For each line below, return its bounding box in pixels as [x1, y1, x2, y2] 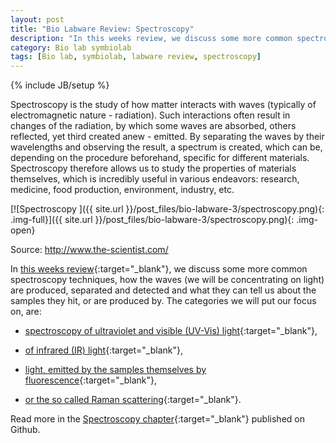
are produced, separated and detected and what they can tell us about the [10, 284, 317, 296]
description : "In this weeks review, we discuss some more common [10, 33, 293, 43]
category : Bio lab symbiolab [10, 42, 132, 53]
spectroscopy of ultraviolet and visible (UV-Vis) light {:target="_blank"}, [24, 325, 318, 337]
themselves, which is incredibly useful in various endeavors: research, [10, 173, 300, 185]
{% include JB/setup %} [10, 79, 110, 91]
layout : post [10, 14, 65, 25]
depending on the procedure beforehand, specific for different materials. [10, 152, 310, 164]
